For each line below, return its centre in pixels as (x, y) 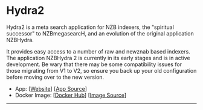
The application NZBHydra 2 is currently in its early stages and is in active (98, 58)
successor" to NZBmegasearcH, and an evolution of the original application (100, 33)
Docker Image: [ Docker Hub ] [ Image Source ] (71, 95)
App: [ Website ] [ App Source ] (51, 88)
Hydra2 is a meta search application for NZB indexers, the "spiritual (90, 27)
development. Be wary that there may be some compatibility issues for (94, 64)
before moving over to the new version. (55, 77)
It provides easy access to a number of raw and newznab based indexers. (98, 51)
